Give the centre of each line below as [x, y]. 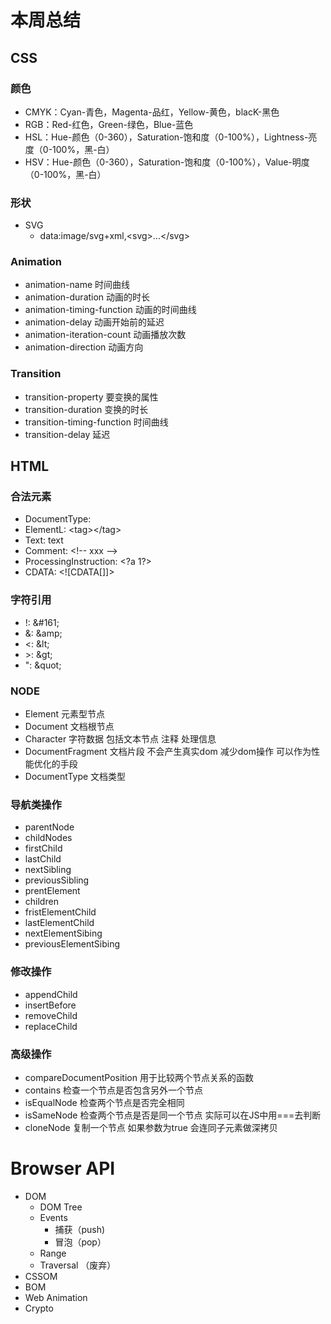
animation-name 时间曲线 [77, 285]
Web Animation [56, 1297]
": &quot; [43, 665]
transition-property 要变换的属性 [91, 397]
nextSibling [48, 870]
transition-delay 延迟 [67, 434]
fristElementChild [60, 912]
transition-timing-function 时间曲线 [96, 422]
